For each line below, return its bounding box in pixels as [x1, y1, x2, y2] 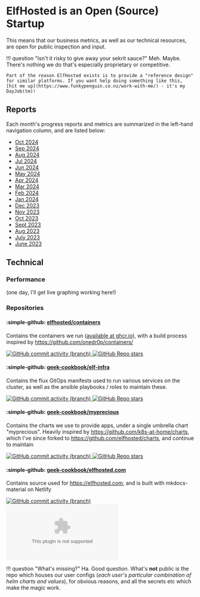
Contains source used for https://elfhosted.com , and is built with [6, 480, 165, 487]
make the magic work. [6, 584, 61, 592]
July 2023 [14, 233, 40, 240]
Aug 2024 [14, 151, 40, 158]
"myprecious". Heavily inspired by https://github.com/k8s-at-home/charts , [6, 428, 190, 435]
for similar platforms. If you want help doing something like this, [6, 78, 183, 84]
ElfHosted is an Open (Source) [6, 4, 159, 18]
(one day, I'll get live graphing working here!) [6, 289, 116, 296]
